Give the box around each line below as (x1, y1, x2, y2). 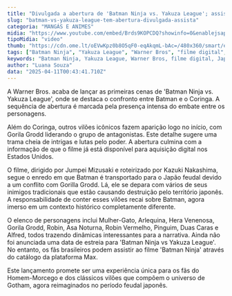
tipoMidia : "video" (7, 36, 64, 43)
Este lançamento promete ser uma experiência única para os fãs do (7, 266, 200, 275)
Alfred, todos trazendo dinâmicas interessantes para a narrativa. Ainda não (7, 230, 221, 239)
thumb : (7, 42, 26, 49)
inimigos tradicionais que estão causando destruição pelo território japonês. (7, 188, 224, 196)
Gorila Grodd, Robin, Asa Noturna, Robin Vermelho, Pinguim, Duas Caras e (7, 223, 219, 232)
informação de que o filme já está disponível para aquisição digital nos (7, 145, 208, 153)
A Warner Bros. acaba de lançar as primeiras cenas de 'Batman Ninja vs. (7, 87, 214, 96)
